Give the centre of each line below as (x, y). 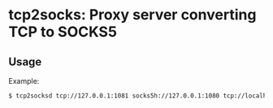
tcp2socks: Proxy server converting (132, 15)
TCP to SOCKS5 (63, 32)
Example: (24, 81)
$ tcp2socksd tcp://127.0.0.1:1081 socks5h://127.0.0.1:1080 (114, 96)
